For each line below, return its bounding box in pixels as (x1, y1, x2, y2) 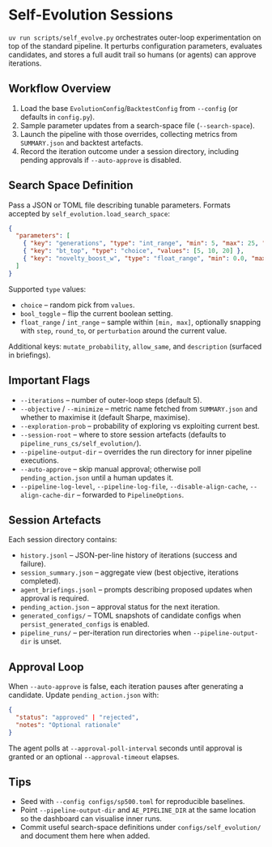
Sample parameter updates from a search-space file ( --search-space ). (19, 120, 255, 130)
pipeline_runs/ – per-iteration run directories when (19, 628, 192, 638)
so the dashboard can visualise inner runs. (19, 814, 162, 823)
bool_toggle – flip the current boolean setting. (19, 308, 173, 318)
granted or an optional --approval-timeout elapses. (8, 751, 180, 761)
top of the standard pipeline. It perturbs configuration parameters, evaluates (8, 41, 263, 50)
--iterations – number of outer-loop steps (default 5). (19, 395, 202, 404)
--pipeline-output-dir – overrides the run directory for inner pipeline (19, 447, 253, 456)
